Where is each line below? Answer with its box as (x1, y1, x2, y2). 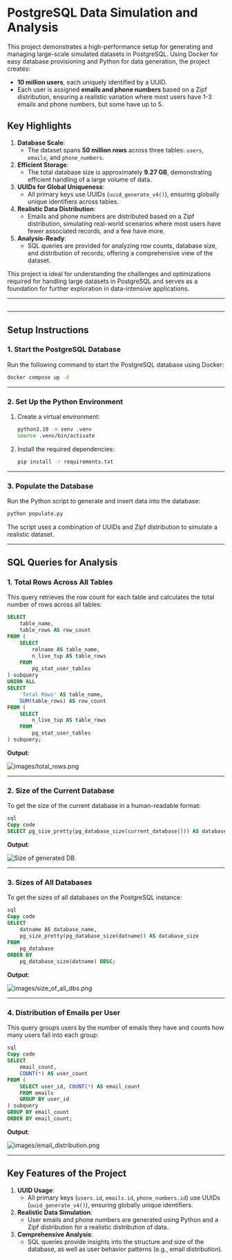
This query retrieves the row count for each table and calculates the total (7, 593, 215, 602)
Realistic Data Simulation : (17, 1208, 93, 1216)
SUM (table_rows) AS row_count (19, 697, 107, 704)
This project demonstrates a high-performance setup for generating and (7, 42, 213, 51)
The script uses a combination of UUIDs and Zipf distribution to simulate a (7, 523, 217, 531)
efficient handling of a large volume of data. (27, 175, 152, 183)
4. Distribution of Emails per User (7, 1008, 121, 1017)
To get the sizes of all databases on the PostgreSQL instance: (7, 893, 182, 901)
